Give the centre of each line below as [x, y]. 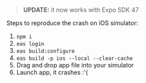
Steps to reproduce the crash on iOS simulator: [72, 23]
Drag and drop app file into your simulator [75, 65]
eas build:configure [45, 51]
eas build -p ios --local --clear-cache [74, 59]
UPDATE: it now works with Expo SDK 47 [81, 10]
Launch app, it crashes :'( [52, 72]
